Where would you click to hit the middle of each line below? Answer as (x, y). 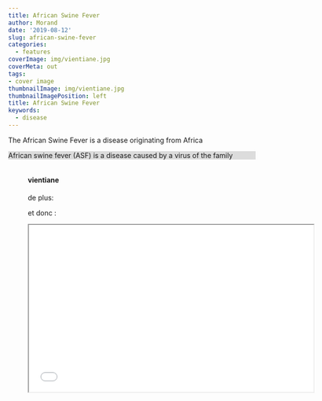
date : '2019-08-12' (40, 30)
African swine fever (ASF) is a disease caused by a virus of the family (121, 155)
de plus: (41, 198)
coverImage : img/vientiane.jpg (59, 60)
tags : (17, 74)
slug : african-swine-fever (52, 37)
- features (33, 52)
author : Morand (33, 23)
